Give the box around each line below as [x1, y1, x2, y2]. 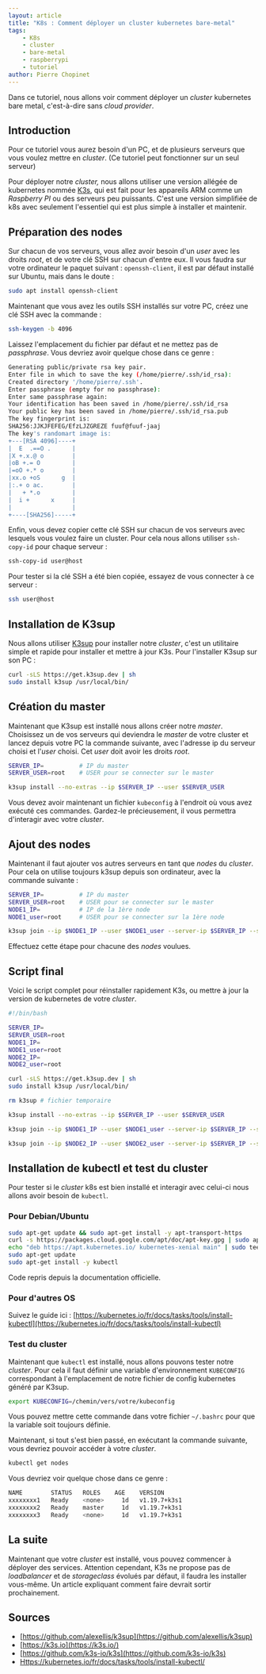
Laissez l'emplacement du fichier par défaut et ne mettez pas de [8, 340, 218, 349]
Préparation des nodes [8, 225, 123, 239]
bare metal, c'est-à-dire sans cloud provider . [8, 101, 154, 110]
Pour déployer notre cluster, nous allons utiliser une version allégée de [8, 177, 238, 186]
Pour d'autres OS [8, 1292, 76, 1303]
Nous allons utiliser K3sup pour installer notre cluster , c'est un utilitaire [8, 638, 239, 647]
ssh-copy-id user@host [8, 557, 83, 566]
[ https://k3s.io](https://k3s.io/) [19, 1640, 120, 1650]
